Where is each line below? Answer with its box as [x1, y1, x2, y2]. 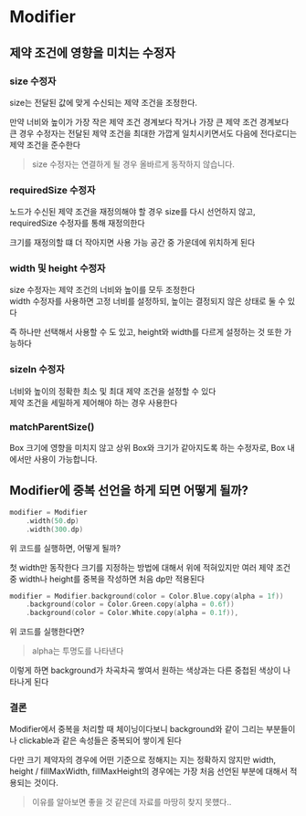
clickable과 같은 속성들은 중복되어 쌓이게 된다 [18, 735, 183, 746]
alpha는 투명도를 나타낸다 [31, 645, 124, 656]
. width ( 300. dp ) [26, 525, 84, 534]
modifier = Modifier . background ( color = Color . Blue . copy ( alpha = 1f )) [9, 591, 284, 601]
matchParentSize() [9, 420, 95, 433]
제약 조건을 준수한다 [9, 139, 80, 150]
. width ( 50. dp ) [26, 516, 79, 526]
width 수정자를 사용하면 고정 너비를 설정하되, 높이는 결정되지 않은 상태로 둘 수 [9, 296, 286, 307]
